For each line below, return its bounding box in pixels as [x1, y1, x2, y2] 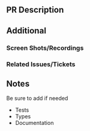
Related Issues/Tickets [6, 60, 76, 69]
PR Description [6, 5, 64, 15]
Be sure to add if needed [6, 95, 69, 102]
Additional [6, 25, 47, 36]
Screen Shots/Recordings [6, 44, 84, 52]
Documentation [15, 119, 54, 127]
